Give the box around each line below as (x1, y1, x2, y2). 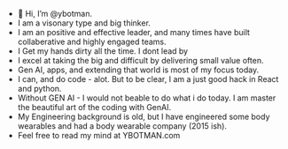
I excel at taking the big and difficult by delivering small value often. (17, 56, 264, 65)
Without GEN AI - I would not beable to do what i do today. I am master (17, 93, 276, 103)
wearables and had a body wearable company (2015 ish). (17, 121, 228, 131)
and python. (17, 84, 62, 93)
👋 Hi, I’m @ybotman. (17, 9, 93, 19)
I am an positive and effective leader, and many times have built (17, 27, 251, 37)
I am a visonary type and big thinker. (17, 18, 151, 28)
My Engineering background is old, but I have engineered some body (17, 111, 270, 122)
